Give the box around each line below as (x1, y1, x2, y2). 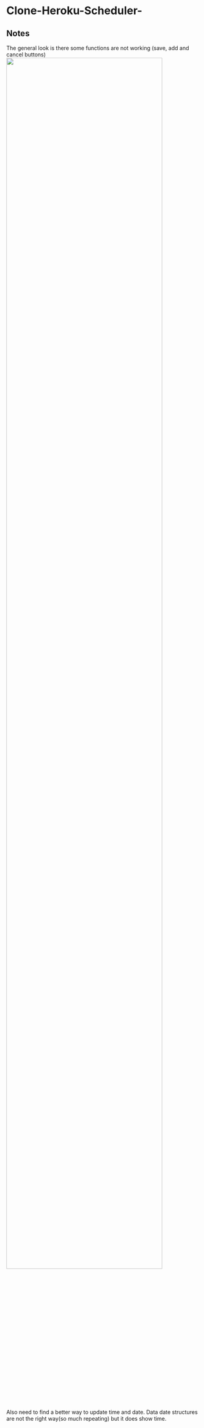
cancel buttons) (6, 51, 46, 58)
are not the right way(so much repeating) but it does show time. (6, 1415, 167, 1422)
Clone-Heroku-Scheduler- (6, 4, 142, 18)
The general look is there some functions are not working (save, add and (6, 44, 189, 52)
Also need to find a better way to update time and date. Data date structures (6, 1408, 198, 1416)
